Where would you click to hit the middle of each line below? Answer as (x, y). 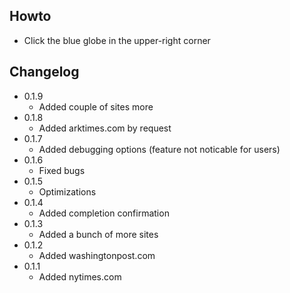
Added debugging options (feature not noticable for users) (159, 149)
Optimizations (67, 191)
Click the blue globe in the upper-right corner (117, 40)
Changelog (44, 72)
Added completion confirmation (104, 213)
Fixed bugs (62, 170)
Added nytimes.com (80, 276)
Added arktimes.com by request (105, 128)
